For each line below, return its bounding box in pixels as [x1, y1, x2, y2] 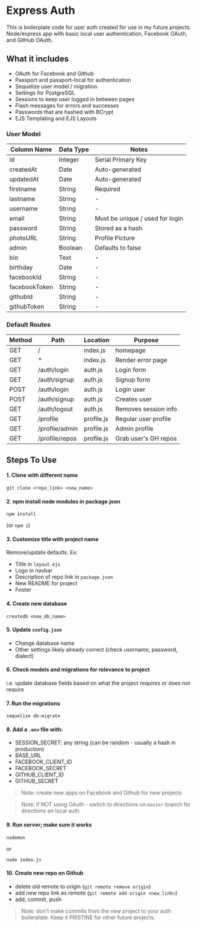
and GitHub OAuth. [6, 36, 53, 43]
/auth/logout [38, 405, 73, 413]
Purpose [133, 336, 159, 344]
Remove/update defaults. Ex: [6, 549, 78, 556]
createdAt [9, 165, 37, 174]
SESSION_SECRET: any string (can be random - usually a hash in [14, 739, 176, 746]
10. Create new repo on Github [6, 869, 84, 877]
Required [95, 185, 120, 193]
